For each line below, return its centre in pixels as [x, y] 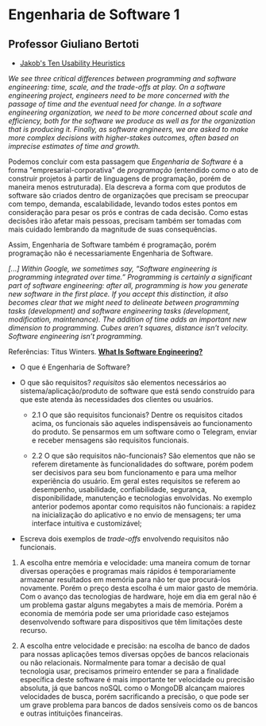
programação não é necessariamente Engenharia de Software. [111, 253]
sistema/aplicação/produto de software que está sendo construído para [137, 391]
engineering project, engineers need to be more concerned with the [119, 96]
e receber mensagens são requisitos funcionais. [110, 440]
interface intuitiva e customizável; [87, 523]
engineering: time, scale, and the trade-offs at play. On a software [117, 87]
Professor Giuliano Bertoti [74, 44]
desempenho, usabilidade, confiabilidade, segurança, [120, 490]
